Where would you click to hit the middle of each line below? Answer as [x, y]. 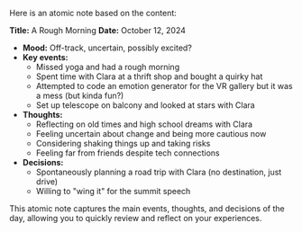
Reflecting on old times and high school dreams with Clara [144, 124]
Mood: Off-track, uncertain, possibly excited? [107, 48]
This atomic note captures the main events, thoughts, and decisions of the [147, 209]
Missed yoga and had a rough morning [108, 67]
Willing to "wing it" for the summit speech [113, 191]
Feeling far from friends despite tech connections [128, 153]
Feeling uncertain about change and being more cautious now [151, 134]
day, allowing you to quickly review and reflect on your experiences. [136, 218]
